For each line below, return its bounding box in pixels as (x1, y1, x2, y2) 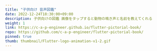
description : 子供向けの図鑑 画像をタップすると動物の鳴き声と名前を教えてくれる (5, 16, 153, 21)
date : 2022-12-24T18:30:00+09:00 (5, 12, 74, 17)
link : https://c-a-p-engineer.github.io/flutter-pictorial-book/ (5, 25, 141, 30)
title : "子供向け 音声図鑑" (5, 7, 56, 12)
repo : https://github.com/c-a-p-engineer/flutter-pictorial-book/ (5, 30, 144, 34)
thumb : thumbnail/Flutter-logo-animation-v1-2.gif (5, 39, 111, 44)
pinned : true (5, 34, 32, 39)
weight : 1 (5, 20, 26, 26)
